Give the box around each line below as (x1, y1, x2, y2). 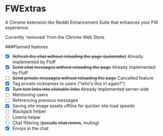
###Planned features (5, 44, 48, 49)
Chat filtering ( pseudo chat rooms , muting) (12, 120, 100, 126)
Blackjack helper (12, 108, 46, 114)
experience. (5, 24, 30, 30)
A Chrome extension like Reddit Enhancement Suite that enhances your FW (5, 19, 158, 25)
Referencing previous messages (12, 97, 78, 103)
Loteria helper (12, 114, 41, 120)
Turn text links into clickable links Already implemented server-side (12, 86, 149, 92)
